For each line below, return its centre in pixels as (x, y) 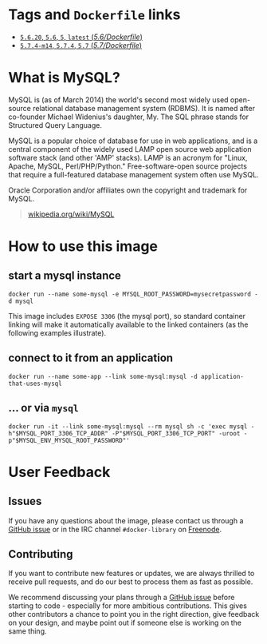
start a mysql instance (65, 276)
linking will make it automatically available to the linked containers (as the (128, 324)
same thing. (27, 631)
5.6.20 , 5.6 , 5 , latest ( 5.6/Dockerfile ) (81, 37)
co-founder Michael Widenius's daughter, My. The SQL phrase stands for (129, 117)
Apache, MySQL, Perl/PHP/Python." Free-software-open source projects (128, 166)
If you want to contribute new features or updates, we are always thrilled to (132, 574)
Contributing (41, 554)
